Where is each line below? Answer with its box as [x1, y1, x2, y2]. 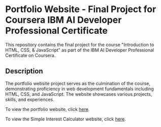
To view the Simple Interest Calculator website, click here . [5, 116, 126, 122]
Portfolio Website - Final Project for [5, 4, 156, 15]
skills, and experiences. [5, 96, 55, 102]
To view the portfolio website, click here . [5, 106, 90, 112]
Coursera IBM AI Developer [5, 14, 122, 26]
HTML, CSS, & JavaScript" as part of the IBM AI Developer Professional [5, 47, 154, 53]
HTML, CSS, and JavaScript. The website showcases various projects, [5, 91, 152, 97]
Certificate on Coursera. [5, 52, 56, 58]
